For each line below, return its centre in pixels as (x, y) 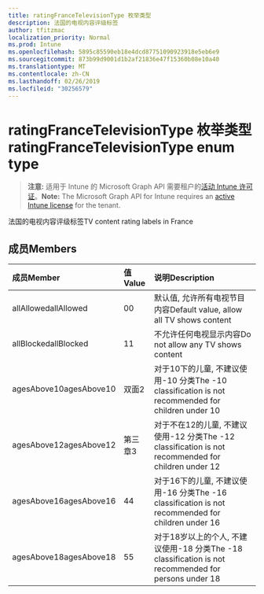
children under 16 (187, 522)
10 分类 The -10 (197, 381)
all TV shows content (193, 320)
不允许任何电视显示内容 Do (203, 334)
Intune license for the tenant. (74, 205)
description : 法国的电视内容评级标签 (63, 23)
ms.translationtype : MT (47, 67)
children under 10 (187, 411)
